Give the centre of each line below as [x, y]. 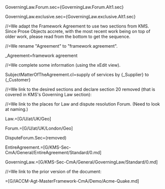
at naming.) [17, 109]
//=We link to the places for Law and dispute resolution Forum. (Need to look [82, 104]
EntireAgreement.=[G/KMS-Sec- [38, 147]
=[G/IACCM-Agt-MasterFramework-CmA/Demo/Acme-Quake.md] [72, 181]
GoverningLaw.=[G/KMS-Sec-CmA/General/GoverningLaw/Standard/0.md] [82, 162]
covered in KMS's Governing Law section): [49, 94]
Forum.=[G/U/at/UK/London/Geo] [39, 128]
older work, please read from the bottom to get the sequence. [68, 37]
